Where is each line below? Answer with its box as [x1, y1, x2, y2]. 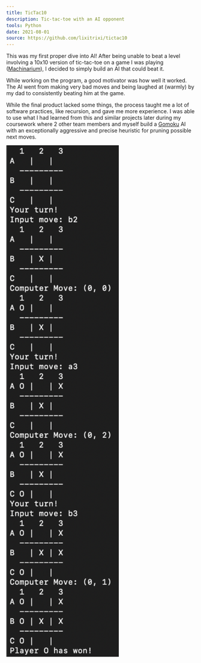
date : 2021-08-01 [6, 29, 50, 35]
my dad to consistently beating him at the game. [6, 90, 125, 97]
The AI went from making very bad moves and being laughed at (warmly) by [6, 83, 195, 90]
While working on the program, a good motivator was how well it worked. [6, 77, 187, 84]
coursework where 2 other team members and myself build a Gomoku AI [6, 120, 186, 128]
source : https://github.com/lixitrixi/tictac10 [6, 35, 128, 42]
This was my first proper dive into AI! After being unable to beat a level [6, 52, 181, 60]
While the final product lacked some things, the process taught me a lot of [6, 101, 190, 108]
